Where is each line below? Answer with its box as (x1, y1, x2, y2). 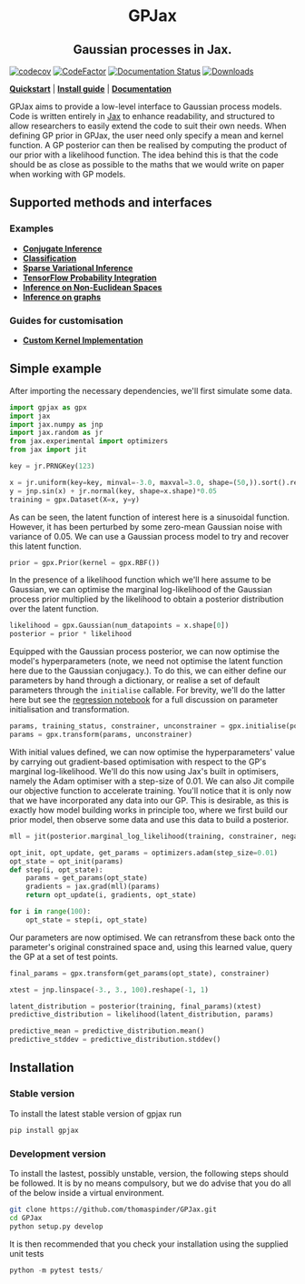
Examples (9, 222, 54, 235)
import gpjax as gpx (9, 402, 88, 412)
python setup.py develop (9, 1221, 103, 1231)
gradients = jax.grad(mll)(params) (25, 882, 161, 892)
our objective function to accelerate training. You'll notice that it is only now (9, 784, 292, 796)
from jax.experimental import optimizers (9, 437, 169, 446)
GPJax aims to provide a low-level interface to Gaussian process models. (9, 101, 282, 112)
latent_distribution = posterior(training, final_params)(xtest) (9, 1002, 261, 1011)
